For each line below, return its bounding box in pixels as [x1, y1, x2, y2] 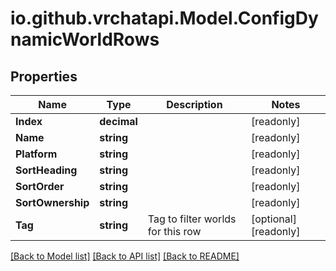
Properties [10, 68, 78, 85]
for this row [147, 225, 202, 238]
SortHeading [15, 163, 78, 177]
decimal [99, 115, 138, 128]
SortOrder [15, 180, 65, 193]
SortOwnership [15, 196, 90, 209]
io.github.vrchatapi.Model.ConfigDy [10, 7, 319, 30]
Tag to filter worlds [147, 212, 237, 226]
